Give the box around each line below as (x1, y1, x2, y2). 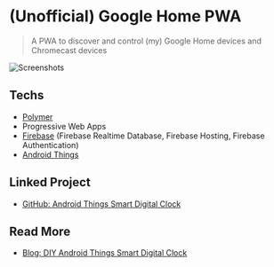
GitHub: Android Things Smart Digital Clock (21, 198, 181, 209)
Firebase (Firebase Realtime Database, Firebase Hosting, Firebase (21, 130, 265, 141)
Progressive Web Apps (21, 121, 107, 131)
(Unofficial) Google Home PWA (9, 6, 242, 27)
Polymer (21, 111, 53, 122)
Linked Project (9, 175, 91, 190)
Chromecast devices (30, 44, 108, 55)
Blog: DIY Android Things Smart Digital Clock (21, 247, 188, 258)
